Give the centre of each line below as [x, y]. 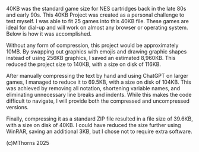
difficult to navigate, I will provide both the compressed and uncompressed [98, 101]
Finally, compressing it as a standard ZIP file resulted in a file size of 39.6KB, [99, 119]
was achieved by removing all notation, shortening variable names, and [93, 88]
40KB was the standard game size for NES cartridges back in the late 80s [96, 9]
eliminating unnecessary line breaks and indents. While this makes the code [99, 95]
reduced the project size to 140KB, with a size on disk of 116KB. [84, 64]
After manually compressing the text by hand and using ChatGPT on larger [97, 76]
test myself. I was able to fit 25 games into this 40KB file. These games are [97, 21]
